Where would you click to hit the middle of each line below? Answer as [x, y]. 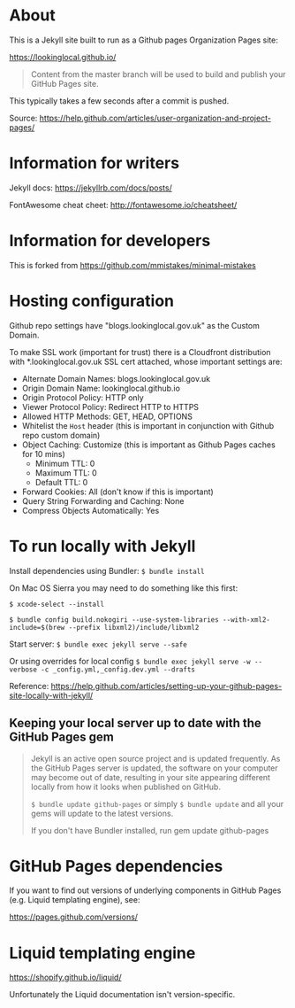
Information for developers [110, 241]
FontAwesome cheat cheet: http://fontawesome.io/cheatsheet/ [123, 205]
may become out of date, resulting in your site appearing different [151, 777]
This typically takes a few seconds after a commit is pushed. [119, 101]
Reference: [29, 686]
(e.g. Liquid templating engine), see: [75, 900]
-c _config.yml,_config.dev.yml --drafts [118, 670]
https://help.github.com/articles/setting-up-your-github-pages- [166, 686]
